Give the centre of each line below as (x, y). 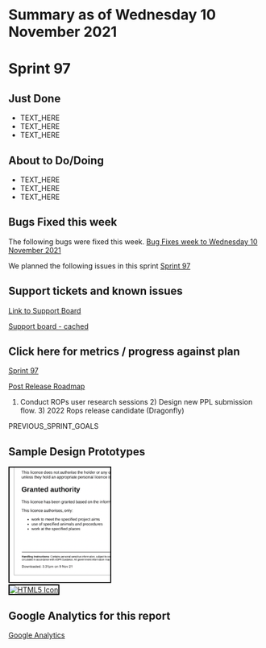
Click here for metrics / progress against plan (124, 352)
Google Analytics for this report (89, 615)
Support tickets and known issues (96, 291)
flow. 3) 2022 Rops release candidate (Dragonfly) (102, 411)
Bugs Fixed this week (63, 222)
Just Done (35, 98)
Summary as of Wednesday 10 (112, 15)
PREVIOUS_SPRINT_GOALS (54, 426)
